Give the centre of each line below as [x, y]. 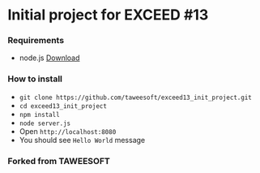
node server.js [45, 123]
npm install [39, 115]
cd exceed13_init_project [63, 106]
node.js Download [49, 58]
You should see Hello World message [82, 140]
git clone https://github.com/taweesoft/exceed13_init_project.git [135, 97]
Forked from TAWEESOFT [59, 161]
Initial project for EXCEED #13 [108, 15]
